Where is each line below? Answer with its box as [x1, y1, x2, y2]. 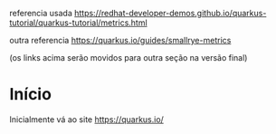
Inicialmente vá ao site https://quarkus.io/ [9, 113, 165, 125]
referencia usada [9, 8, 72, 18]
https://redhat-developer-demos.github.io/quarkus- [73, 8, 267, 18]
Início [9, 84, 52, 105]
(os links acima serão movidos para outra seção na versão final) [9, 53, 248, 62]
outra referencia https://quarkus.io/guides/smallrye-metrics [9, 35, 232, 45]
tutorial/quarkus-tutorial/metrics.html [9, 17, 148, 28]
